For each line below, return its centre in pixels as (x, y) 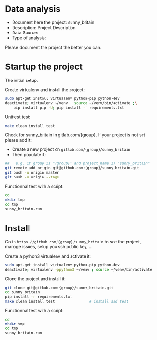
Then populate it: (29, 155)
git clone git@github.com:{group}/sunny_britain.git (59, 288)
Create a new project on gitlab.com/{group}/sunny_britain (71, 149)
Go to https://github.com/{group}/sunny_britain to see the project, (73, 242)
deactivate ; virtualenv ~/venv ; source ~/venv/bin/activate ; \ (71, 103)
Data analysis (33, 9)
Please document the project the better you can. (53, 47)
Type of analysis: (29, 38)
